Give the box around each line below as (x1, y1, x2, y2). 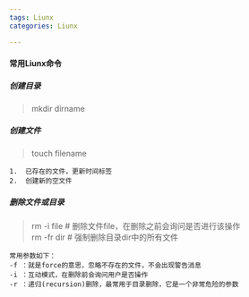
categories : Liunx (9, 21, 78, 30)
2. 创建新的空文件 (9, 176, 73, 186)
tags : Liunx (9, 13, 54, 22)
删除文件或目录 (9, 196, 64, 207)
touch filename (30, 148, 87, 159)
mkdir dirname (30, 104, 85, 115)
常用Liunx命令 (9, 58, 63, 69)
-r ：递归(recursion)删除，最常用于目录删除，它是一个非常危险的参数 (9, 280, 239, 289)
